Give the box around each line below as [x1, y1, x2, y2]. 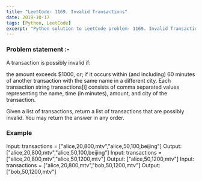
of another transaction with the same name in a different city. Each [6, 77, 171, 84]
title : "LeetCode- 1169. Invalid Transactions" [6, 8, 128, 15]
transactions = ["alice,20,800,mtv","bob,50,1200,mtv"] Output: [6, 161, 161, 168]
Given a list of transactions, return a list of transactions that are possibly [6, 107, 185, 114]
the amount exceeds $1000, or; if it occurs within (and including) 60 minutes [6, 70, 195, 78]
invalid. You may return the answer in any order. [6, 114, 124, 121]
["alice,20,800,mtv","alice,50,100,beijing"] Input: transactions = [6, 149, 162, 156]
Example [6, 129, 32, 137]
